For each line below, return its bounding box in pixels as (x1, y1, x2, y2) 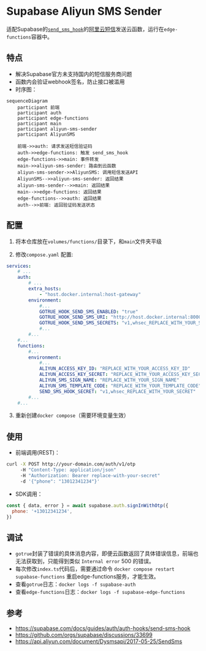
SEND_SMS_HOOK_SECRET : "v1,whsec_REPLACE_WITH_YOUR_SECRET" (39, 388, 196, 394)
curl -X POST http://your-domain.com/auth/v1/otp (6, 461, 136, 467)
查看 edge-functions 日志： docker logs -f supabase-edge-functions (15, 588, 186, 596)
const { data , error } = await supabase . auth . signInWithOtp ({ (6, 502, 169, 509)
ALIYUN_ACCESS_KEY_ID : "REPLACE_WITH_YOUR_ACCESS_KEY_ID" (39, 365, 191, 372)
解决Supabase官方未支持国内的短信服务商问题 (15, 70, 132, 77)
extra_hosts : (28, 286, 62, 292)
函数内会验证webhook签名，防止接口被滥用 (15, 78, 125, 85)
